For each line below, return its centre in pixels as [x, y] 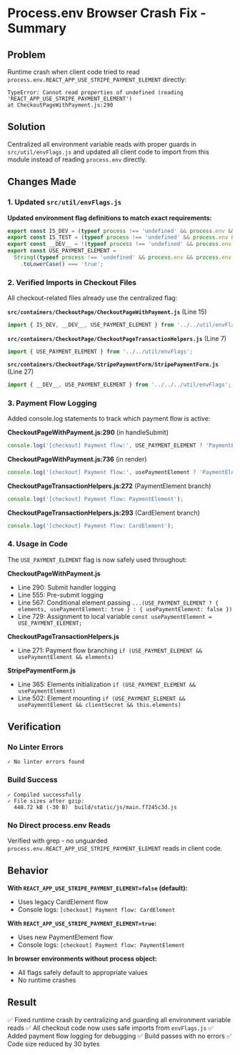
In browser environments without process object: [82, 959]
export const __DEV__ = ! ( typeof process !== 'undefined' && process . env [120, 244]
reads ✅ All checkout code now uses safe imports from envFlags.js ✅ [111, 1028]
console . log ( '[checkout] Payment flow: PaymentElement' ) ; [95, 499]
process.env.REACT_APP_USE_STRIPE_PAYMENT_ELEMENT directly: [97, 79]
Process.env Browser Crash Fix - [107, 13]
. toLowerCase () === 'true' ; [62, 264]
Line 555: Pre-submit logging [60, 595]
